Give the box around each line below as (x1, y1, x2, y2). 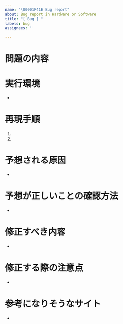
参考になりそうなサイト (5, 298, 101, 310)
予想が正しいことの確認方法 (5, 190, 118, 202)
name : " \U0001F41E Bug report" (5, 7, 70, 12)
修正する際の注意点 (5, 262, 84, 274)
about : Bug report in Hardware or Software (5, 12, 97, 17)
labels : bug (5, 21, 30, 26)
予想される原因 (5, 155, 66, 166)
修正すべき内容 (5, 226, 66, 238)
